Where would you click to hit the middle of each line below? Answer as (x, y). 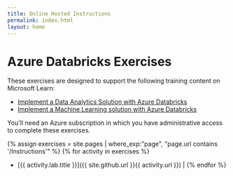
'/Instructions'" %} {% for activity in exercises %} (78, 151)
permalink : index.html (40, 20)
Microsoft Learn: (31, 88)
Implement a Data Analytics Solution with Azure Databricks (102, 102)
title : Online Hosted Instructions (59, 14)
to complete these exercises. (49, 130)
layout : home (26, 27)
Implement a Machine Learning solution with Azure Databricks (107, 109)
